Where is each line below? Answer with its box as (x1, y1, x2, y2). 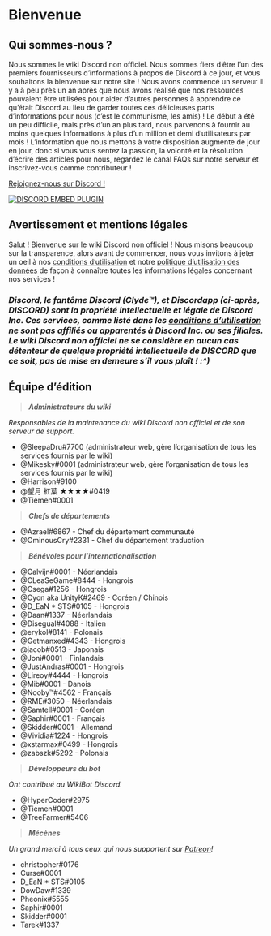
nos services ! (8, 274, 55, 283)
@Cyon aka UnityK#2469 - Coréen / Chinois (19, 593, 168, 602)
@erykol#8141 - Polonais (19, 627, 104, 636)
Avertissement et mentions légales (8, 218, 188, 232)
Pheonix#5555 (19, 894, 69, 904)
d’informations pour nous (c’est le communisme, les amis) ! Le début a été (8, 111, 255, 121)
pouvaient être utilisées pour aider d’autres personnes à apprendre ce (8, 94, 241, 103)
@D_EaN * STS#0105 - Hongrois (19, 601, 130, 610)
